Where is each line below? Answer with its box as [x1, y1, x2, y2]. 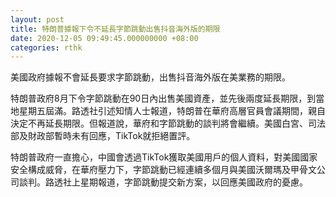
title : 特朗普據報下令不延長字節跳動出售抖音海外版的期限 [10, 24, 221, 34]
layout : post [10, 14, 65, 25]
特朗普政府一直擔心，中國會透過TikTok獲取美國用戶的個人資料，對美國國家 [10, 151, 318, 163]
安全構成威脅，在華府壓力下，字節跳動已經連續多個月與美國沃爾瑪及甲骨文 [10, 164, 317, 176]
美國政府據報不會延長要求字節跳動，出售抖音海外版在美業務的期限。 [10, 71, 291, 83]
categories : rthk [10, 42, 83, 53]
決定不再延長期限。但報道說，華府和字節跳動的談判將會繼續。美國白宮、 [10, 117, 308, 130]
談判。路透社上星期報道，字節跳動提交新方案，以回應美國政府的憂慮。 [18, 176, 308, 188]
